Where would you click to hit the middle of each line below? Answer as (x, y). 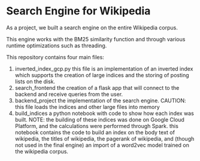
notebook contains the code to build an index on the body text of (95, 132)
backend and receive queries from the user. (69, 94)
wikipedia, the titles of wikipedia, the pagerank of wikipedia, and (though (104, 138)
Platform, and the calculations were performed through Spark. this (96, 126)
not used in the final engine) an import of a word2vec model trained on (102, 145)
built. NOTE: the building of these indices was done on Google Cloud (99, 119)
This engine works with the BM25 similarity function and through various (96, 39)
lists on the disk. (35, 81)
